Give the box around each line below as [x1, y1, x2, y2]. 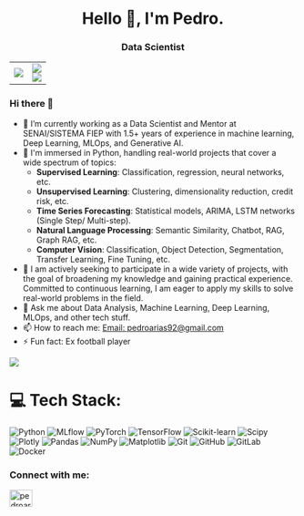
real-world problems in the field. [22, 292, 144, 304]
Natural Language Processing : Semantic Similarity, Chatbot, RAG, [35, 224, 285, 235]
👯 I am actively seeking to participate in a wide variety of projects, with [22, 263, 289, 274]
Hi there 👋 [9, 98, 55, 110]
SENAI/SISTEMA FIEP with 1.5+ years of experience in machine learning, [22, 128, 295, 139]
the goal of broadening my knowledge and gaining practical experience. [22, 273, 293, 284]
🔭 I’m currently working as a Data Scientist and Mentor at [22, 118, 237, 129]
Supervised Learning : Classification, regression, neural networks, [35, 166, 285, 177]
